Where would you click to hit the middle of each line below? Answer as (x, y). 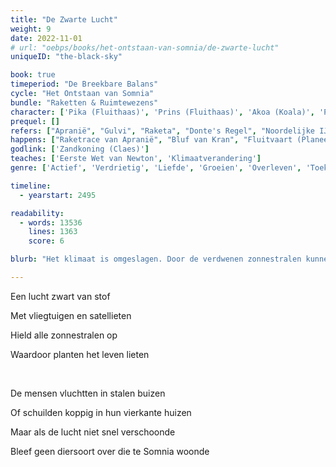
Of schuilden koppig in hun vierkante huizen (101, 412)
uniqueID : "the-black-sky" (66, 57)
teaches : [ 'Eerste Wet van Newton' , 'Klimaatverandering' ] (136, 159)
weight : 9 (31, 29)
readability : (37, 213)
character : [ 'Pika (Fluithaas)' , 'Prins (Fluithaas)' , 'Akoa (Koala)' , (162, 112)
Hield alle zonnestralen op (64, 335)
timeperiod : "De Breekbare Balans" (84, 84)
